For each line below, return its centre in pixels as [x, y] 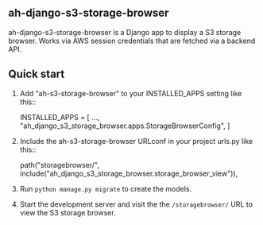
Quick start [37, 74]
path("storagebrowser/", [59, 165]
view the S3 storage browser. [68, 212]
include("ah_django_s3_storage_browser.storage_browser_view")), [129, 173]
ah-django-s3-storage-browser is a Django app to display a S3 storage [125, 32]
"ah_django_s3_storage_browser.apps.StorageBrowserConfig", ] [125, 126]
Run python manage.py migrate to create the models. [106, 188]
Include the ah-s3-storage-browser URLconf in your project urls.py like [136, 141]
